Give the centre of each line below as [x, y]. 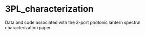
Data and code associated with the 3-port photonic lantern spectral [73, 22]
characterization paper [28, 27]
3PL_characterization [49, 9]
